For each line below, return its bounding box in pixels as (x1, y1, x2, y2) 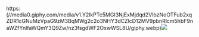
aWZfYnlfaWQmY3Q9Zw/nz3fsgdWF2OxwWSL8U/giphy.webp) (6, 25, 162, 31)
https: (6, 5, 21, 12)
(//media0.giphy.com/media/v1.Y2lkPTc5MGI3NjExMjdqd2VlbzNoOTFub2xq (6, 11, 192, 18)
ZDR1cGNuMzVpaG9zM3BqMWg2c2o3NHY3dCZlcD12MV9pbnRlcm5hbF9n (6, 18, 194, 24)
